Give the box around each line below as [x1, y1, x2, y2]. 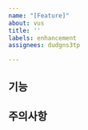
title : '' [8, 26, 42, 34]
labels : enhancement [8, 33, 78, 42]
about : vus [8, 19, 45, 27]
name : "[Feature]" [8, 11, 70, 20]
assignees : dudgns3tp [8, 41, 81, 49]
